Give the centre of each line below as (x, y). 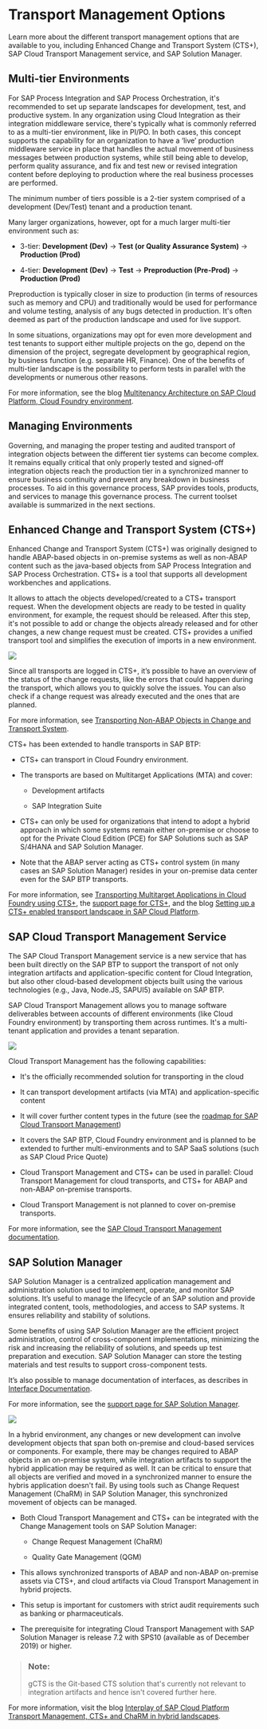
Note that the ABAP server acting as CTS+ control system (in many (130, 862)
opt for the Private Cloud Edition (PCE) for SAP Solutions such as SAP (134, 838)
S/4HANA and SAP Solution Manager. (81, 847)
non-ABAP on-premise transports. (76, 1189)
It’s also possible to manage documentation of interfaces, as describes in (128, 1380)
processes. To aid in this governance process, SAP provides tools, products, (133, 487)
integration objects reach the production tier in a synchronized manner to (128, 471)
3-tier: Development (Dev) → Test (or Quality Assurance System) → (134, 246)
